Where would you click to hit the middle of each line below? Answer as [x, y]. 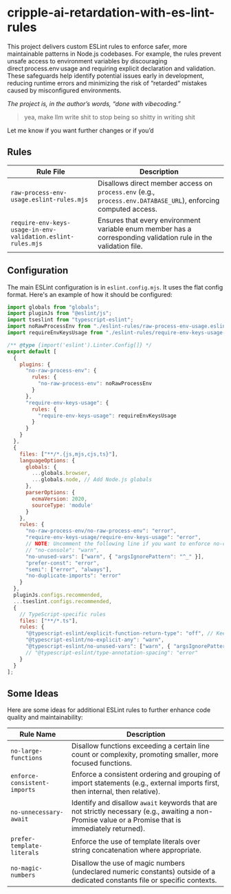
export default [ [32, 352]
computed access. [128, 209]
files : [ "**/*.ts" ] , [49, 621]
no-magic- [26, 868]
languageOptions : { [47, 460]
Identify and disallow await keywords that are [144, 803]
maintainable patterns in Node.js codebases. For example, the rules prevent [114, 54]
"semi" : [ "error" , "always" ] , [68, 569]
